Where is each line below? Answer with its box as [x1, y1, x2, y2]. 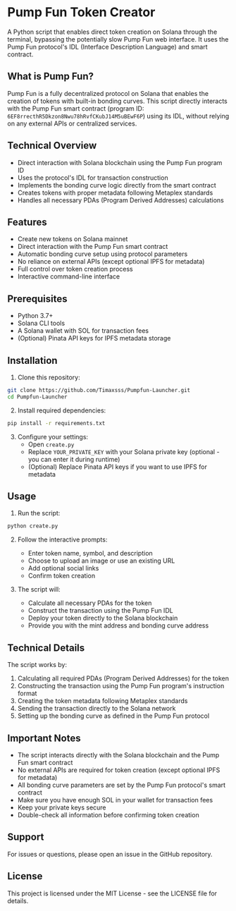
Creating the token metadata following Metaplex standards [17, 697, 188, 705]
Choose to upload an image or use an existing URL [27, 556, 175, 565]
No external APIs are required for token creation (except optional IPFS [17, 766, 221, 774]
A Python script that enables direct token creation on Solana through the [7, 27, 218, 36]
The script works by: [7, 661, 67, 669]
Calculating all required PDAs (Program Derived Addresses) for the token [17, 674, 229, 683]
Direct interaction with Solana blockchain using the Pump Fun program [17, 158, 223, 166]
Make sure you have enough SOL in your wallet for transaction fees [17, 795, 213, 804]
